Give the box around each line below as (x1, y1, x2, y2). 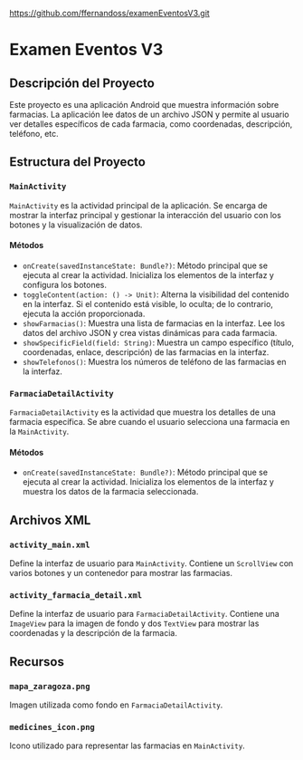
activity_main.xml (9, 539, 90, 550)
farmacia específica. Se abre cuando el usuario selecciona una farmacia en (9, 417, 290, 428)
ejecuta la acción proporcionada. (22, 308, 146, 319)
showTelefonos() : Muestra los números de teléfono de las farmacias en (22, 356, 287, 367)
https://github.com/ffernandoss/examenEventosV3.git (9, 8, 210, 18)
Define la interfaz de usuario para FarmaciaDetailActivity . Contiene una (9, 609, 280, 620)
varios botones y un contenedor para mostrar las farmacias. (9, 568, 233, 579)
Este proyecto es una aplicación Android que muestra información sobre (9, 100, 279, 110)
